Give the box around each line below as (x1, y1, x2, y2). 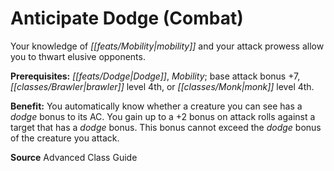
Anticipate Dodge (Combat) (10, 7, 244, 30)
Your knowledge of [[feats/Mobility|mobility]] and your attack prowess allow (10, 40, 325, 52)
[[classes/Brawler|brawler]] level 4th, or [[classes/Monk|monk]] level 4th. (10, 80, 315, 92)
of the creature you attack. (10, 132, 120, 144)
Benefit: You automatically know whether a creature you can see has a (10, 100, 303, 112)
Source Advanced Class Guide (10, 151, 138, 163)
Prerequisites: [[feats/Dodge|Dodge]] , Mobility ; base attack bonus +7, (10, 70, 301, 82)
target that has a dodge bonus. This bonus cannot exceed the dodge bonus (10, 121, 322, 133)
